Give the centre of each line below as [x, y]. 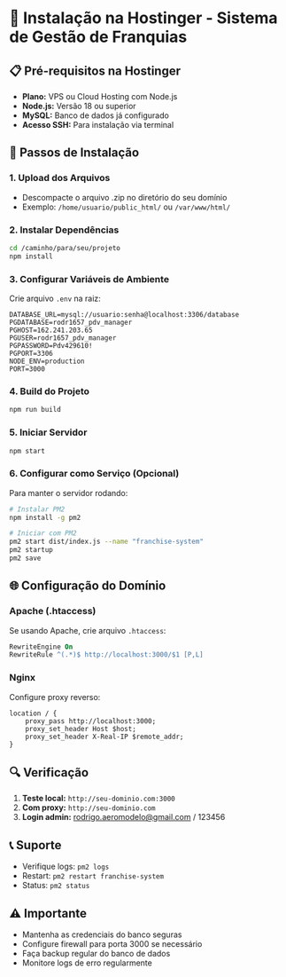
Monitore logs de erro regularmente [87, 963]
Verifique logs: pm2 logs [66, 867]
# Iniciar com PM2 [43, 533]
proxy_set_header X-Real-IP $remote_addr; [104, 737]
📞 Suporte [35, 845]
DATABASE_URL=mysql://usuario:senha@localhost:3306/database [124, 315]
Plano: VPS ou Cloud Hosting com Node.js [100, 96]
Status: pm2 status [56, 886]
